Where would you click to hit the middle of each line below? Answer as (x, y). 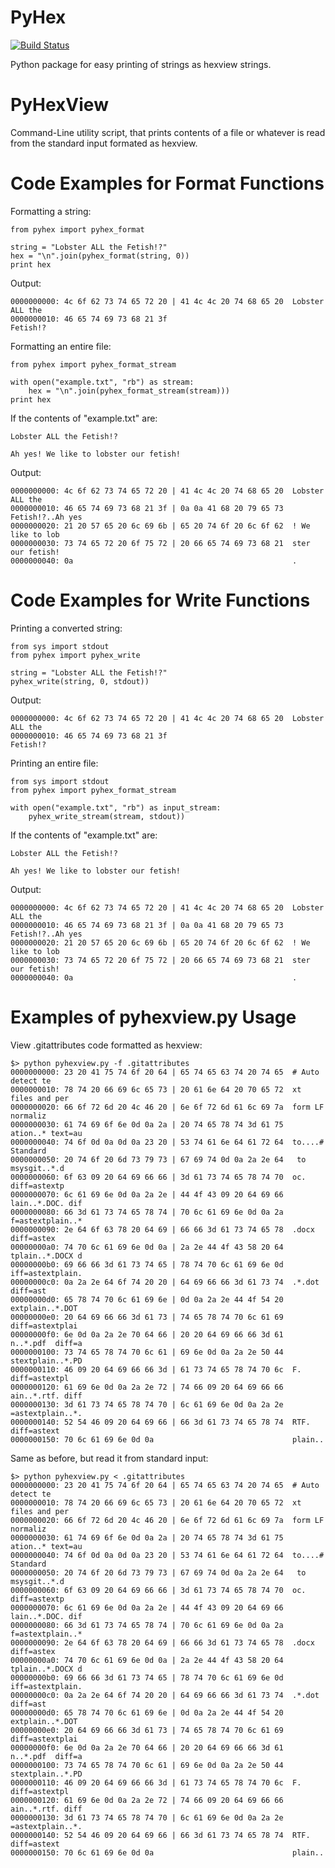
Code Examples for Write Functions (160, 600)
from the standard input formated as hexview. (104, 143)
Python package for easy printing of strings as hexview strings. (141, 64)
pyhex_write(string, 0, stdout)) (80, 681)
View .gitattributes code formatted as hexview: (106, 1045)
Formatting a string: (51, 211)
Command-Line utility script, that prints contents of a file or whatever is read (168, 132)
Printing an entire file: (54, 763)
